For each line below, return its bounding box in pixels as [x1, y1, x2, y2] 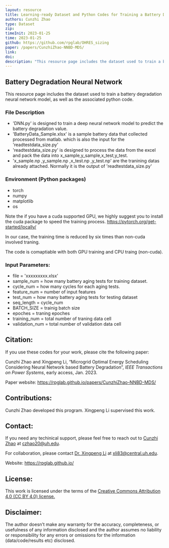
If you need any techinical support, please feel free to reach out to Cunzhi [5, 435, 158, 441]
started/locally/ [5, 224, 37, 230]
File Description [5, 109, 45, 116]
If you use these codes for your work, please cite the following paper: [5, 349, 149, 355]
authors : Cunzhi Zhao [5, 17, 51, 22]
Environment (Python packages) [5, 176, 87, 183]
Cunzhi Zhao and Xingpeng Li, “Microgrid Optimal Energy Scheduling [5, 358, 149, 364]
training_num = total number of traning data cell [12, 316, 112, 322]
